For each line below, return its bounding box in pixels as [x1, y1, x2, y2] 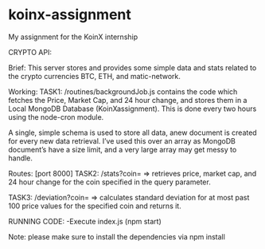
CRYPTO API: [8, 47, 53, 57]
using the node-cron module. [8, 112, 104, 121]
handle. [8, 153, 33, 163]
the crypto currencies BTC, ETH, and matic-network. [8, 71, 181, 81]
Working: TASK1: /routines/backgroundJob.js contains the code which [8, 86, 238, 97]
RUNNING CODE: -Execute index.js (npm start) [8, 216, 162, 226]
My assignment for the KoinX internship [8, 32, 138, 41]
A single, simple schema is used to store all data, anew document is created [8, 128, 257, 137]
